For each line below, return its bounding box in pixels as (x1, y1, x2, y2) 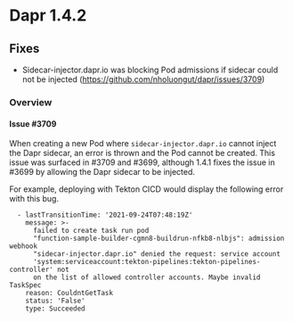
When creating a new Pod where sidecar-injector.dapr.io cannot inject (9, 138, 277, 149)
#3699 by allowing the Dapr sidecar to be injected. (9, 167, 196, 178)
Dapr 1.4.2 (9, 5, 87, 26)
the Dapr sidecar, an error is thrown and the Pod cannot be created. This (9, 148, 276, 159)
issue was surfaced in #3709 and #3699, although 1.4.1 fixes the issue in (9, 157, 276, 168)
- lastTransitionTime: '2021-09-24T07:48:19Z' (17, 211, 193, 219)
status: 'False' (25, 296, 86, 306)
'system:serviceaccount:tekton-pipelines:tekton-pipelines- (32, 258, 261, 267)
